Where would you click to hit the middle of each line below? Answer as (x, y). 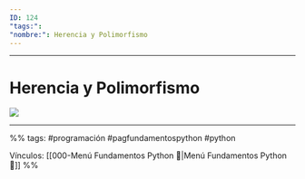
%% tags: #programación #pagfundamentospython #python (123, 138)
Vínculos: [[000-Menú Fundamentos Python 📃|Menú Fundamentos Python (148, 155)
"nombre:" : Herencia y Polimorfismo (79, 34)
